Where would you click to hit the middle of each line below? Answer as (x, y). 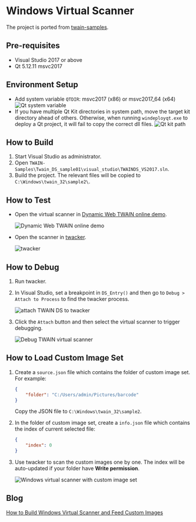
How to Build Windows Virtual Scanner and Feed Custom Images (85, 512)
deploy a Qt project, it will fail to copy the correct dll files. (84, 124)
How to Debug (33, 267)
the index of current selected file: (55, 429)
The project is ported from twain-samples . (57, 27)
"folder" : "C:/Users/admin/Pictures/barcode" (82, 395)
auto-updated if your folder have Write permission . (77, 468)
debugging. (29, 328)
